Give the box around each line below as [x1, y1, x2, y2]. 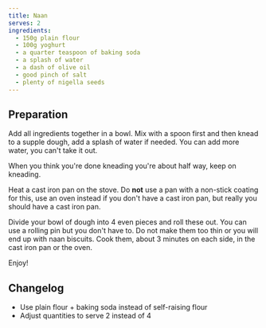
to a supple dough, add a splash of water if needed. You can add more [8, 137, 240, 147]
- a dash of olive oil [15, 64, 91, 72]
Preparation [8, 107, 68, 121]
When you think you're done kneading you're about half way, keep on [8, 161, 237, 171]
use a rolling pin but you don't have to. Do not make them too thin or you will [8, 226, 259, 236]
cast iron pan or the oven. [8, 243, 93, 252]
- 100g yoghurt [15, 41, 66, 49]
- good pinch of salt [15, 71, 88, 79]
